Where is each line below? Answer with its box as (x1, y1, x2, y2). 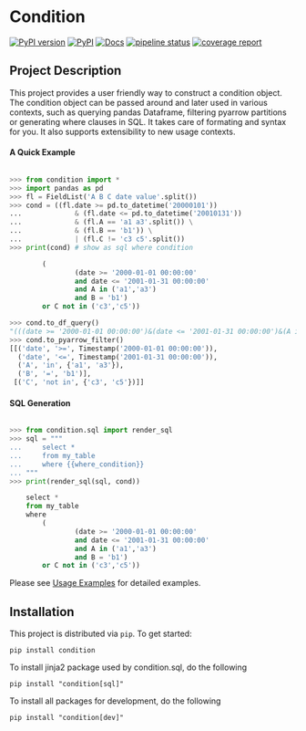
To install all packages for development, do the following (9, 695, 221, 706)
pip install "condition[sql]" (9, 680, 125, 689)
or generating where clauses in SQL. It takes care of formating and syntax (9, 116, 287, 127)
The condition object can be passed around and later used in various (9, 97, 269, 108)
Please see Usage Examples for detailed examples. (9, 578, 201, 589)
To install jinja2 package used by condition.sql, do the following (9, 662, 248, 673)
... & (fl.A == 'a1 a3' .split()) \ (9, 217, 194, 227)
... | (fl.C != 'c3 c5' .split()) (9, 235, 185, 244)
